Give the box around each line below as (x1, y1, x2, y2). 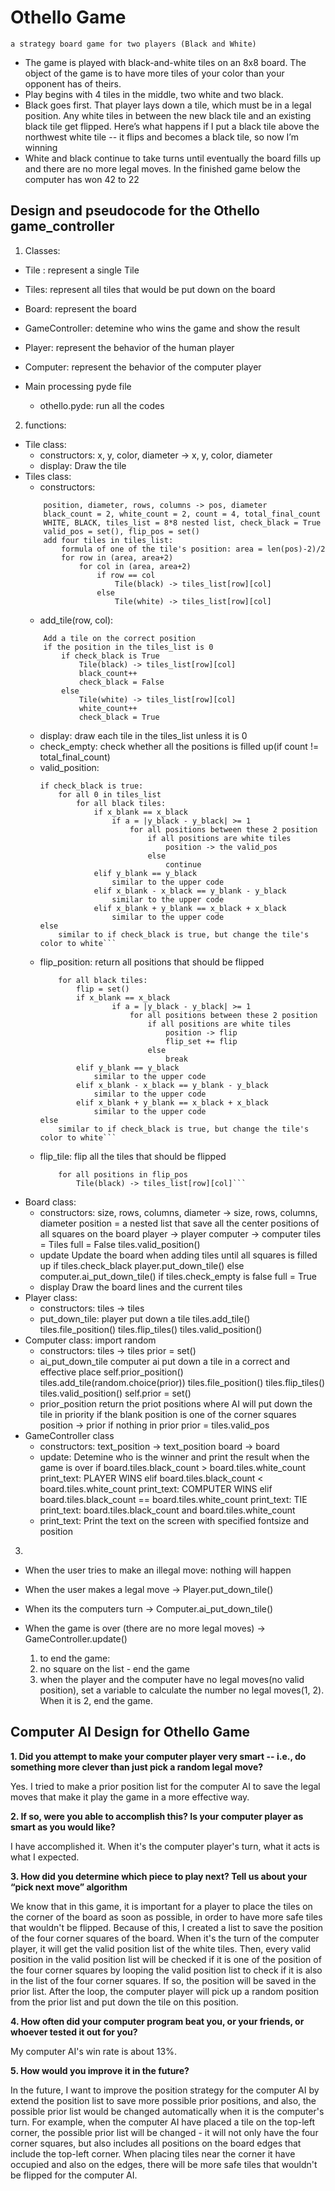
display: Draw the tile (39, 459, 127, 471)
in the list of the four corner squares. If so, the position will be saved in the (10, 1974, 317, 1986)
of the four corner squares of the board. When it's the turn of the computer (10, 1932, 320, 1944)
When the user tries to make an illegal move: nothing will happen (24, 1564, 292, 1576)
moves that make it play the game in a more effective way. (10, 1791, 250, 1803)
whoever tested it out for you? (10, 2026, 138, 2038)
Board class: (24, 1196, 77, 1208)
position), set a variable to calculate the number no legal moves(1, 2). (39, 1684, 325, 1696)
